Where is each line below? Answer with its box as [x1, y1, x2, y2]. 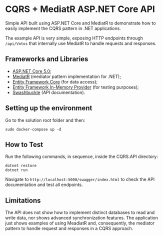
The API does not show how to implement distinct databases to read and [5, 209, 155, 215]
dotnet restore [5, 163, 37, 168]
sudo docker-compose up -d [5, 126, 61, 132]
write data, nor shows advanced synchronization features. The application [5, 215, 158, 221]
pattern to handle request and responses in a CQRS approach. [5, 225, 133, 231]
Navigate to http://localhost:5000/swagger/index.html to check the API [5, 176, 155, 182]
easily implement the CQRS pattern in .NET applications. [5, 25, 121, 31]
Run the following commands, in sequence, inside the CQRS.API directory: [5, 153, 158, 159]
